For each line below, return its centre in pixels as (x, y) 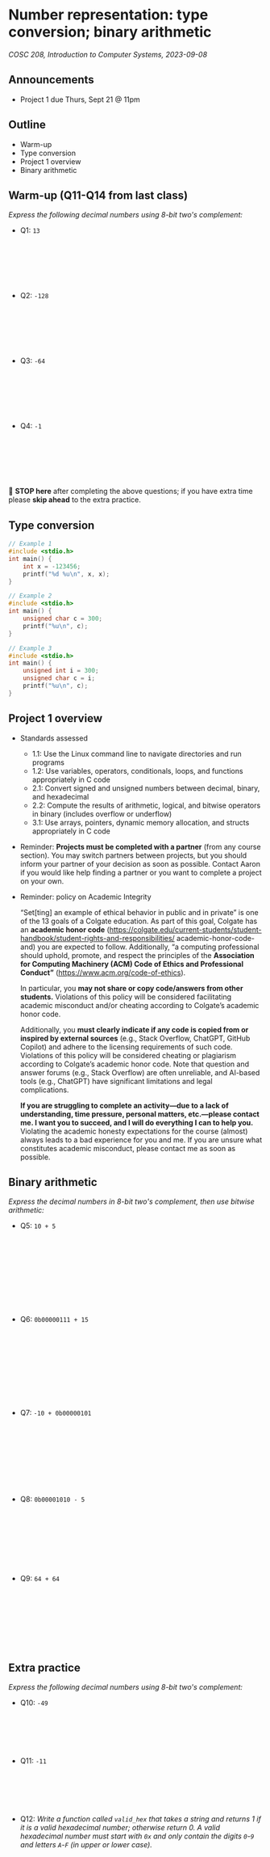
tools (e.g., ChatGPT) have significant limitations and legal (116, 1081)
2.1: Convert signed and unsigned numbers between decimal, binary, (146, 788)
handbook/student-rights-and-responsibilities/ (97, 938)
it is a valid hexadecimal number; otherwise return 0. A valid (120, 1828)
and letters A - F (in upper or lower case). (86, 1845)
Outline (27, 125)
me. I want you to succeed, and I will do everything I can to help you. (137, 1122)
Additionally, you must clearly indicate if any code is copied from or (134, 1029)
